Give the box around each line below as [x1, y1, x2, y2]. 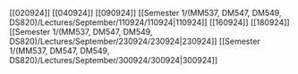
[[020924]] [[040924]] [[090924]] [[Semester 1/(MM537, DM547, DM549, [9, 8, 282, 18]
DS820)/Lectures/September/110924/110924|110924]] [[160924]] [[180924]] [9, 17, 290, 28]
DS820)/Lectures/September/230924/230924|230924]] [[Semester [9, 36, 261, 46]
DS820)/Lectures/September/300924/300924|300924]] [9, 55, 217, 65]
